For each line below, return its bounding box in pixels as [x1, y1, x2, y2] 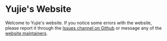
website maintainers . [5, 30, 48, 36]
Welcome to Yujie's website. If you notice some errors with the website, [5, 20, 152, 26]
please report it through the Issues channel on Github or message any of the [5, 25, 162, 31]
